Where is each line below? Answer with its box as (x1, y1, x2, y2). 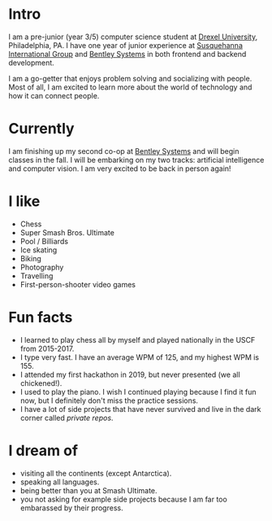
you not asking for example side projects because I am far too (19, 494, 227, 504)
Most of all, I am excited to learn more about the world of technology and (8, 82, 253, 92)
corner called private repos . (19, 413, 114, 422)
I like (8, 192, 41, 211)
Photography (19, 262, 64, 272)
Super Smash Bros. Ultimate (19, 227, 115, 237)
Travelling (19, 270, 54, 281)
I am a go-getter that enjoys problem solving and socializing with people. (8, 73, 253, 83)
